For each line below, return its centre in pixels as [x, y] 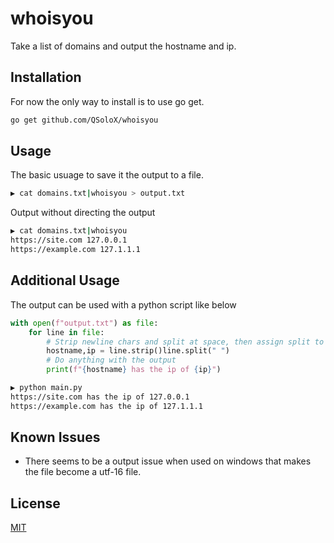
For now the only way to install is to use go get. [107, 101]
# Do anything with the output [111, 360]
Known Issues [55, 437]
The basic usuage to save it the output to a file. [107, 175]
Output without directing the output [83, 213]
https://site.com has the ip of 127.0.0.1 [100, 397]
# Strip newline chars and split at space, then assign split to [185, 342]
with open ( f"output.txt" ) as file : [84, 323]
